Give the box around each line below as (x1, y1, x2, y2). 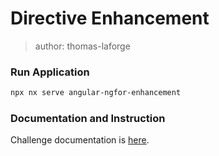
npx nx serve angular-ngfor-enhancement (10, 88, 182, 98)
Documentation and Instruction (10, 112, 166, 126)
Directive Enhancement (10, 7, 210, 30)
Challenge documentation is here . (10, 134, 150, 146)
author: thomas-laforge (34, 40, 131, 52)
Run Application (10, 65, 90, 79)
